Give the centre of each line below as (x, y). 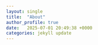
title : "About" (26, 17)
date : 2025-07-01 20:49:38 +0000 (49, 28)
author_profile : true (32, 22)
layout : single (24, 11)
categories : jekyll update (39, 33)
